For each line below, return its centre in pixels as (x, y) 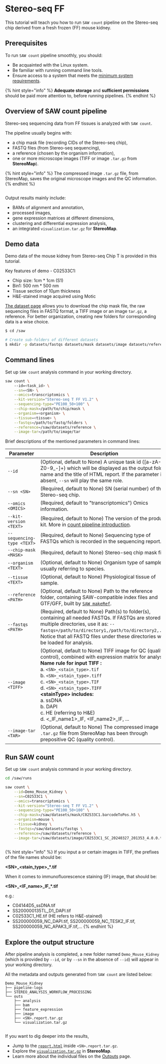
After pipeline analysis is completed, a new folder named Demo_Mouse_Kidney (82, 954)
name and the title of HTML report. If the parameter (100, 474)
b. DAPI (49, 707)
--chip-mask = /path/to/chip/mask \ (49, 409)
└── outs (14, 996)
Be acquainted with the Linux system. (50, 65)
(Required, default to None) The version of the (94, 519)
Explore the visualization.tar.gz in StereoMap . (62, 1051)
